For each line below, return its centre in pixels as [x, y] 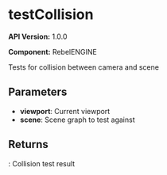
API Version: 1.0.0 [38, 36]
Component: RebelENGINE [52, 51]
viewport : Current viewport [65, 111]
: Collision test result [42, 163]
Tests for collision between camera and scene [83, 67]
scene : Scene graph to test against [77, 120]
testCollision [51, 15]
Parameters [38, 92]
